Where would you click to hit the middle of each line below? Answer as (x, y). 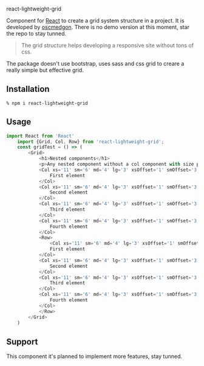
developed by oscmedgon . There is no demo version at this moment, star (98, 27)
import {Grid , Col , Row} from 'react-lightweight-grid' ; (91, 142)
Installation (28, 89)
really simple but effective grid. (45, 70)
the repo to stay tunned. (36, 33)
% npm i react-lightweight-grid (47, 103)
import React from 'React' (40, 136)
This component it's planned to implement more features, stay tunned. (94, 356)
